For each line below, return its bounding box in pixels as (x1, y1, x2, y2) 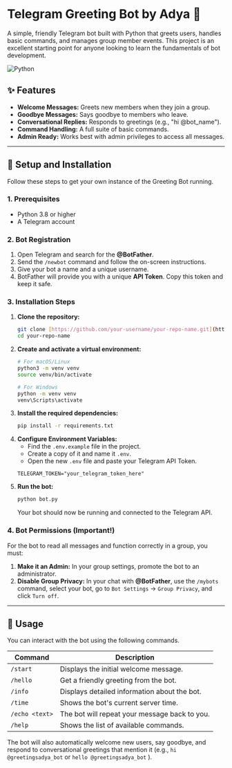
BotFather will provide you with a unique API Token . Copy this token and (17, 272, 223, 281)
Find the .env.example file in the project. (27, 442, 142, 451)
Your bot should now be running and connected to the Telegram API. (17, 508, 213, 517)
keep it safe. (17, 280, 53, 288)
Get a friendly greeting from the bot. (59, 675, 177, 685)
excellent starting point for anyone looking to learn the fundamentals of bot (7, 44, 221, 52)
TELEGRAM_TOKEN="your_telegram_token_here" (17, 470, 145, 478)
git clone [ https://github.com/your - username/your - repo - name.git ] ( (17, 326, 216, 333)
